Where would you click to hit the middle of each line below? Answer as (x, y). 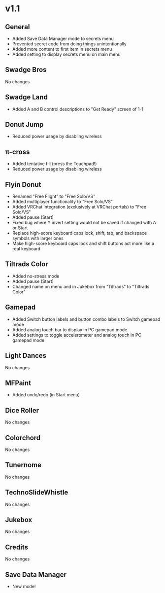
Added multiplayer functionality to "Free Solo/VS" (63, 202)
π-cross (17, 152)
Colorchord (23, 437)
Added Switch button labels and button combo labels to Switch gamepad (86, 319)
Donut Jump (24, 124)
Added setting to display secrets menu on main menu (66, 54)
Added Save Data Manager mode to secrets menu (63, 38)
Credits (17, 547)
